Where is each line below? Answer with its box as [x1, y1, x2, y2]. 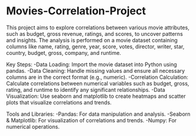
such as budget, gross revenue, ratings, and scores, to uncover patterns [6, 30, 183, 37]
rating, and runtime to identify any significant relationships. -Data [6, 86, 165, 93]
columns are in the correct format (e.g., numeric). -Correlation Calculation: [6, 73, 189, 81]
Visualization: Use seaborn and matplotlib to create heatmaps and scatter [6, 92, 186, 100]
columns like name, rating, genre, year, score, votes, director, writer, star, [6, 43, 185, 50]
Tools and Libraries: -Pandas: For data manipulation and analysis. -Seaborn [6, 110, 191, 118]
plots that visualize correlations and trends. [6, 98, 112, 106]
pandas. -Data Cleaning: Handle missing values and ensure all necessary [6, 67, 185, 74]
